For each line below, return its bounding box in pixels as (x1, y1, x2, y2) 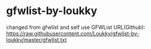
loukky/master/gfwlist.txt (6, 36, 67, 43)
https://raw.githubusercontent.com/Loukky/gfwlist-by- (6, 30, 140, 37)
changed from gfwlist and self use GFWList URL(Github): (6, 24, 146, 31)
